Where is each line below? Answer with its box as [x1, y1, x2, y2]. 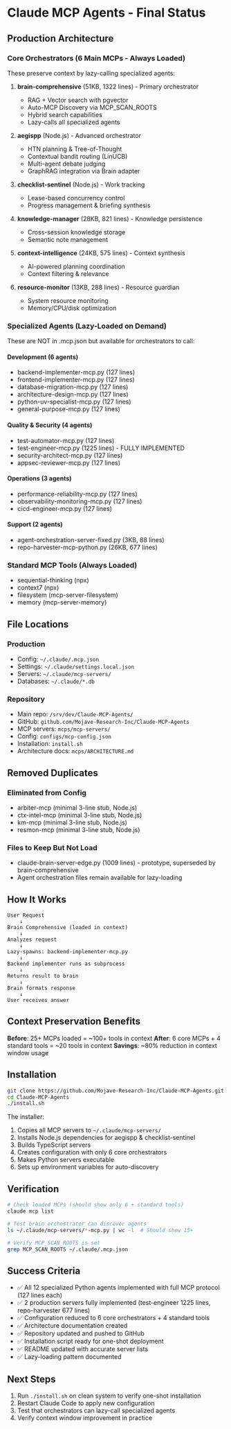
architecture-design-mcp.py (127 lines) [17, 390, 129, 399]
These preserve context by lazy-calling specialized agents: [7, 69, 175, 77]
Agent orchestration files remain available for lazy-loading [17, 874, 183, 882]
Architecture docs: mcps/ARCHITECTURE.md [17, 747, 134, 755]
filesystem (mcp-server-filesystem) [17, 591, 119, 599]
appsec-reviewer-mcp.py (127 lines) [17, 458, 121, 467]
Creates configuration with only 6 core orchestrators [17, 1148, 167, 1157]
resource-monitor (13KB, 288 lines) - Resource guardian [17, 283, 180, 291]
